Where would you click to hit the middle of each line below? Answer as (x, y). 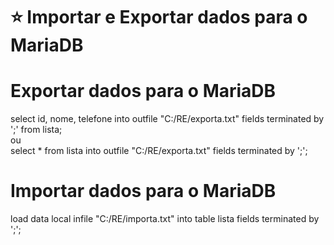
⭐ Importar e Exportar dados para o (159, 17)
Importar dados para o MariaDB (143, 191)
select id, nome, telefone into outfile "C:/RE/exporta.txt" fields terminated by (167, 119)
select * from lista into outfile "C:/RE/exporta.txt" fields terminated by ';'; (159, 151)
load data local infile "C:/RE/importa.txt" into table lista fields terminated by (165, 219)
